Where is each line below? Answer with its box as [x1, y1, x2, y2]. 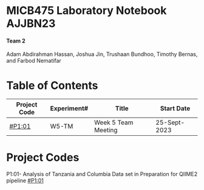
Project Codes [6, 150, 80, 164]
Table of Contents [6, 79, 98, 92]
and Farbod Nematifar [6, 57, 62, 65]
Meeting [93, 126, 118, 135]
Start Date [160, 104, 191, 113]
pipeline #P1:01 [6, 177, 44, 185]
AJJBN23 [6, 16, 56, 30]
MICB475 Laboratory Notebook [6, 4, 167, 18]
